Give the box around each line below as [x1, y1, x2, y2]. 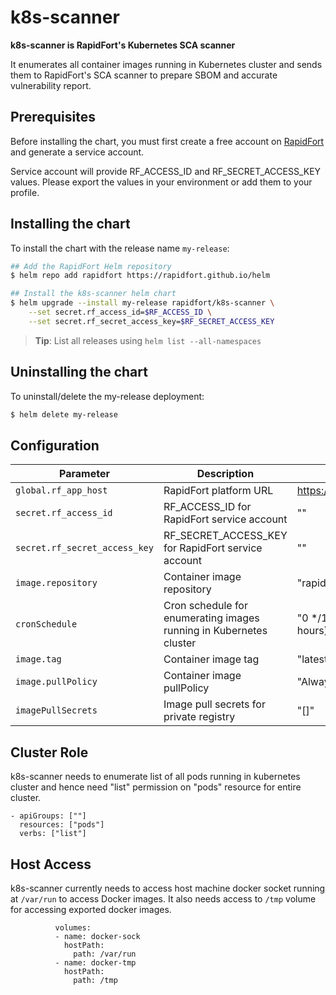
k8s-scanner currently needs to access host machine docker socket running [10, 882, 326, 894]
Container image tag [163, 652, 260, 666]
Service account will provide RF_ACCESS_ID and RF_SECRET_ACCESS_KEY [10, 165, 322, 177]
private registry [163, 710, 236, 724]
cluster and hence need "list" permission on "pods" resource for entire [10, 781, 302, 793]
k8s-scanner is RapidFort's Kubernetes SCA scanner [10, 39, 236, 51]
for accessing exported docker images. [10, 903, 172, 915]
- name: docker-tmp [54, 957, 137, 968]
